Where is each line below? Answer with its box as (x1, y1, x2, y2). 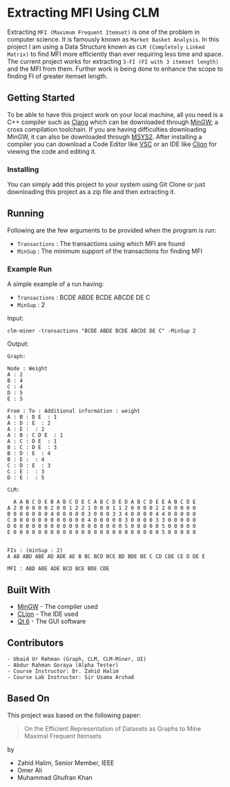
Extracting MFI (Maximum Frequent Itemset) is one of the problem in (7, 28, 200, 36)
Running (7, 208, 45, 220)
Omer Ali (17, 766, 43, 774)
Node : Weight (7, 365, 48, 372)
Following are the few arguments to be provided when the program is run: (7, 226, 217, 234)
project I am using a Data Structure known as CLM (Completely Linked (7, 42, 205, 51)
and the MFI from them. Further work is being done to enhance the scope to (7, 64, 223, 73)
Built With (7, 584, 50, 596)
